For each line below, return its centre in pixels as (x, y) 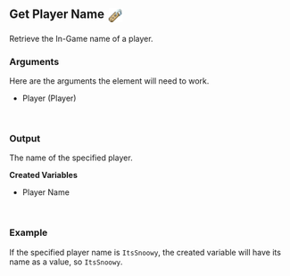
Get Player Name (57, 15)
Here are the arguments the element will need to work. (109, 81)
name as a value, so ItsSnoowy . (66, 262)
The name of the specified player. (71, 158)
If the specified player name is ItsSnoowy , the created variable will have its (145, 252)
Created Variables (44, 175)
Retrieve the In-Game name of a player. (81, 38)
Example (29, 232)
